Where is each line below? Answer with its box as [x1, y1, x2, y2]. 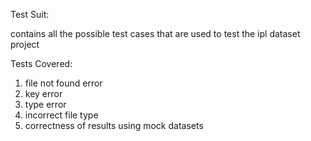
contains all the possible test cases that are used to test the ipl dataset [10, 28, 301, 39]
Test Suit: [10, 9, 50, 20]
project [10, 39, 40, 50]
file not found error [24, 77, 103, 89]
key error [24, 88, 63, 99]
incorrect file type [24, 109, 99, 121]
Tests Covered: [10, 58, 73, 69]
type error [24, 99, 67, 110]
